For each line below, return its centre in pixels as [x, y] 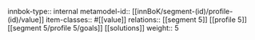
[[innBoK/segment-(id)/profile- [183, 11]
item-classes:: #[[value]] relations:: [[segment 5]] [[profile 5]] [146, 20]
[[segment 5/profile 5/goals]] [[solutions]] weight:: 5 [93, 28]
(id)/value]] [26, 20]
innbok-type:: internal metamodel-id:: [69, 11]
